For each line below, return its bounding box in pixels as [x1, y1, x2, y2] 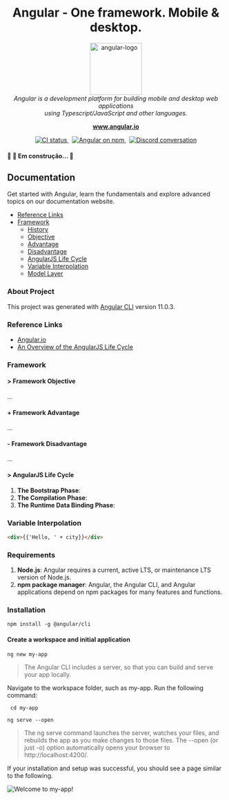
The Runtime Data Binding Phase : [17, 501, 115, 509]
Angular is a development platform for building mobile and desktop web [13, 94, 219, 102]
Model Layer [27, 270, 63, 278]
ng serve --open [7, 716, 54, 723]
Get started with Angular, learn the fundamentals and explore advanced [7, 190, 210, 198]
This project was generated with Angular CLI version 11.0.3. [7, 302, 175, 310]
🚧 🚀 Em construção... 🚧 [7, 151, 74, 160]
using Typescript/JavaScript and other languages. [44, 109, 188, 117]
